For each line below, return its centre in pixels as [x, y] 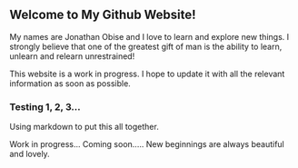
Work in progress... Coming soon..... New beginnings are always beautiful [147, 144]
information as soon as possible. [70, 83]
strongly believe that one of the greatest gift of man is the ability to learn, [146, 46]
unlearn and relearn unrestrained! [72, 56]
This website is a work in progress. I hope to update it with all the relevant [147, 74]
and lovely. [30, 154]
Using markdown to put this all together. [84, 127]
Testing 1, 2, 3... [45, 106]
